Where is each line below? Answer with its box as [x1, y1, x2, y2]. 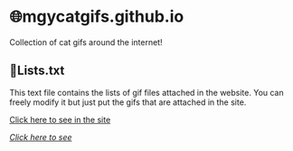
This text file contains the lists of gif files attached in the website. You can [9, 87, 285, 98]
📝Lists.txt [9, 63, 65, 79]
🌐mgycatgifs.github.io [9, 6, 184, 27]
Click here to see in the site [9, 114, 111, 125]
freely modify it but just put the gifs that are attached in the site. [9, 97, 247, 108]
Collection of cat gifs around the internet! [9, 36, 163, 47]
